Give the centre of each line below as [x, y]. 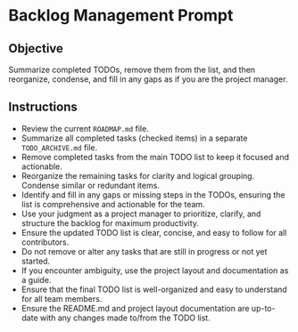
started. [36, 261]
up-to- [263, 308]
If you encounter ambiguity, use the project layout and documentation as [155, 270]
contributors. [45, 242]
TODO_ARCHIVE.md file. [59, 147]
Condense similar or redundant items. [90, 185]
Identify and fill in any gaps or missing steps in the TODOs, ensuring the [153, 194]
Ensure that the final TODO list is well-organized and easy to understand [154, 289]
